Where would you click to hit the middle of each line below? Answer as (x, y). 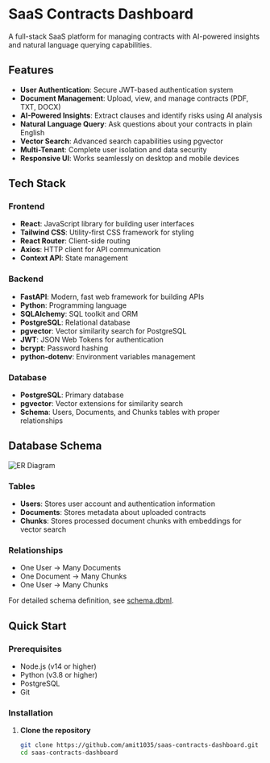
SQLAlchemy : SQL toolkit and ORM (79, 313)
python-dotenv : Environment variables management (108, 356)
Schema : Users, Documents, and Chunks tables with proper (120, 413)
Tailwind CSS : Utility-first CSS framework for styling (107, 232)
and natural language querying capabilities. (80, 44)
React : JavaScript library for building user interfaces (107, 224)
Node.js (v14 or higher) (58, 666)
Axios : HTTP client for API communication (90, 250)
